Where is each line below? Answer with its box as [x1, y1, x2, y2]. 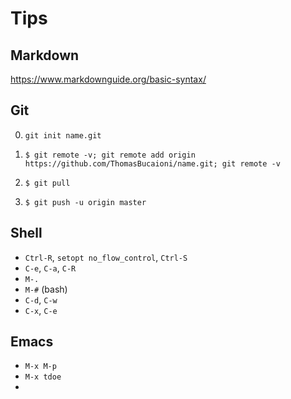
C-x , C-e [24, 304, 58, 316]
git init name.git [24, 130, 102, 141]
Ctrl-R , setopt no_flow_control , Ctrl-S [24, 251, 188, 263]
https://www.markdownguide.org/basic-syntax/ [10, 73, 207, 85]
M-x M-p [24, 362, 57, 372]
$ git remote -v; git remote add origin [24, 150, 196, 160]
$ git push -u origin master [24, 197, 147, 207]
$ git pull [24, 178, 71, 188]
